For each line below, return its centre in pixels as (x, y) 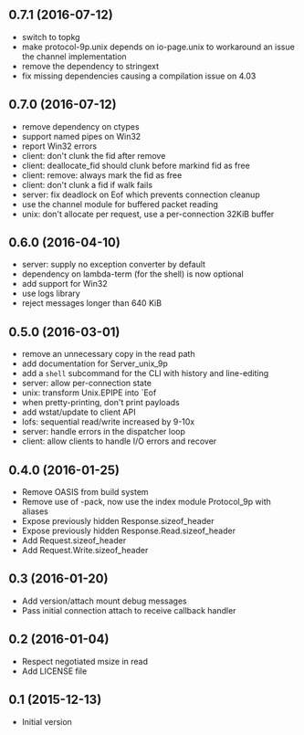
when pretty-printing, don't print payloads (100, 403)
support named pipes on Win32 (81, 136)
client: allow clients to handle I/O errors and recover (119, 441)
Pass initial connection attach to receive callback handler (129, 610)
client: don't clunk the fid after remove (94, 155)
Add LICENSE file (54, 671)
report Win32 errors (59, 146)
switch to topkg (51, 37)
